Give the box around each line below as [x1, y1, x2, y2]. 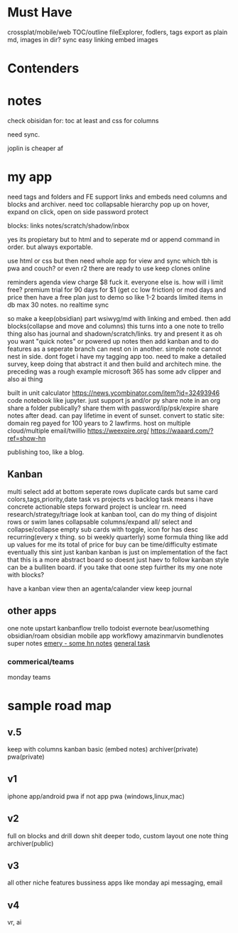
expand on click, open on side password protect [7, 208, 148, 216]
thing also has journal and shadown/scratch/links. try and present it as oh [7, 330, 222, 338]
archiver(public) [7, 839, 54, 848]
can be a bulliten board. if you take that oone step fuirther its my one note [7, 563, 223, 571]
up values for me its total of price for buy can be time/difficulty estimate [7, 540, 218, 549]
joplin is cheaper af [7, 144, 64, 153]
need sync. [7, 130, 40, 139]
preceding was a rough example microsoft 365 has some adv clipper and [7, 367, 222, 376]
